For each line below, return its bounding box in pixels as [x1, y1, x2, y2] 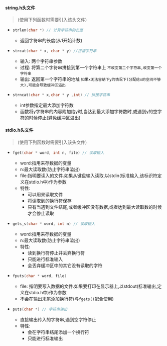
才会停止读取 [27, 210, 54, 216]
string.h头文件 [5, 5, 36, 11]
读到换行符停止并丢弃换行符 [27, 249, 85, 256]
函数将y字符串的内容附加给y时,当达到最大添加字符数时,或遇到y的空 [20, 108, 158, 114]
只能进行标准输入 [27, 256, 63, 262]
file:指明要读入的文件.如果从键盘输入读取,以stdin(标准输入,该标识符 [20, 172, 158, 179]
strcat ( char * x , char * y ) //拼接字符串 [12, 48, 97, 54]
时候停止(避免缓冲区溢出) [29, 115, 81, 121]
